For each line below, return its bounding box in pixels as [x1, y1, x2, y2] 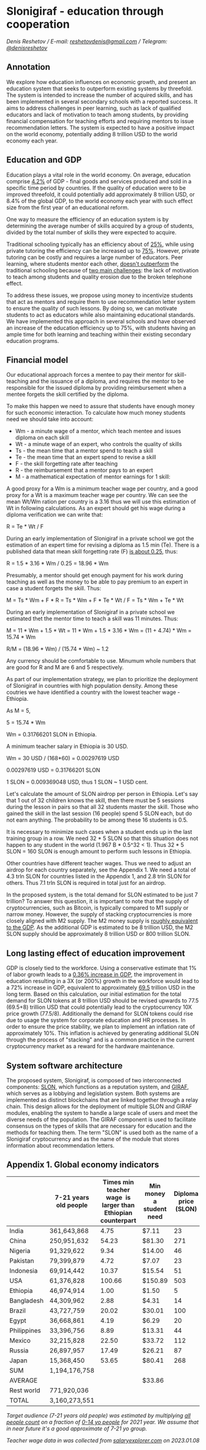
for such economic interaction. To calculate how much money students [6, 409, 186, 417]
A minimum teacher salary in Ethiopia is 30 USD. [6, 742, 129, 750]
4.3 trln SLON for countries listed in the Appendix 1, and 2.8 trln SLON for [6, 873, 191, 880]
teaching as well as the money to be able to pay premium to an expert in [6, 578, 189, 585]
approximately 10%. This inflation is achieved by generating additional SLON [6, 1030, 199, 1037]
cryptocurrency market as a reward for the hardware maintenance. [6, 1043, 175, 1050]
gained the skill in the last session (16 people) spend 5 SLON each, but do [6, 810, 193, 817]
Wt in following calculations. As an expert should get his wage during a [6, 504, 186, 512]
